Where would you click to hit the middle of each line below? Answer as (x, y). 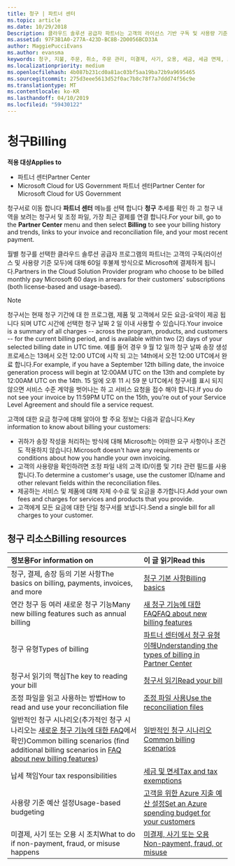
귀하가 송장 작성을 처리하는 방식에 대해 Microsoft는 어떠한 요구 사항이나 (115, 441)
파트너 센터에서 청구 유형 (181, 635)
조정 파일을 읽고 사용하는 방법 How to (68, 698)
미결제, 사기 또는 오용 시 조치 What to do (73, 834)
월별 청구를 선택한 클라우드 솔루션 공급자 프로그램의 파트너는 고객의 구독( (106, 254)
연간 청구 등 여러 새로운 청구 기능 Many (71, 604)
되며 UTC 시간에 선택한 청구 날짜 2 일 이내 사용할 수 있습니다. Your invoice (121, 323)
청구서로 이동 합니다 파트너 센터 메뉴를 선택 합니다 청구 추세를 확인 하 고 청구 (111, 208)
